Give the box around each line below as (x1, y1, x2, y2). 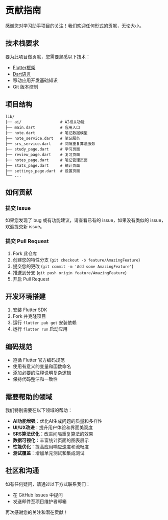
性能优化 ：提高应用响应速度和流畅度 (12, 443, 89, 449)
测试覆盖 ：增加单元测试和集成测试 (12, 450, 85, 456)
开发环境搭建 (5, 292, 46, 301)
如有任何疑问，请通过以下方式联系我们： (5, 481, 90, 487)
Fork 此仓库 (12, 250, 37, 256)
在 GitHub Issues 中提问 (12, 492, 63, 498)
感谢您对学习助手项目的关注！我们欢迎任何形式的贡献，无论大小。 (5, 23, 144, 29)
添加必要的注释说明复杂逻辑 (12, 370, 71, 376)
